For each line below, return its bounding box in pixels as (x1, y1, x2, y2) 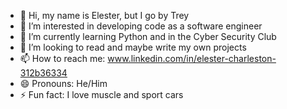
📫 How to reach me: (19, 53, 106, 64)
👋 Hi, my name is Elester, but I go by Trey (19, 10, 190, 21)
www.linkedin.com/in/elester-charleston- (107, 53, 277, 64)
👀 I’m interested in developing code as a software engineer (19, 20, 263, 32)
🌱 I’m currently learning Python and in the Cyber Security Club (19, 31, 277, 42)
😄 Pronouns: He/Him (19, 78, 108, 89)
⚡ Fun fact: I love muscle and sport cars (19, 89, 184, 100)
